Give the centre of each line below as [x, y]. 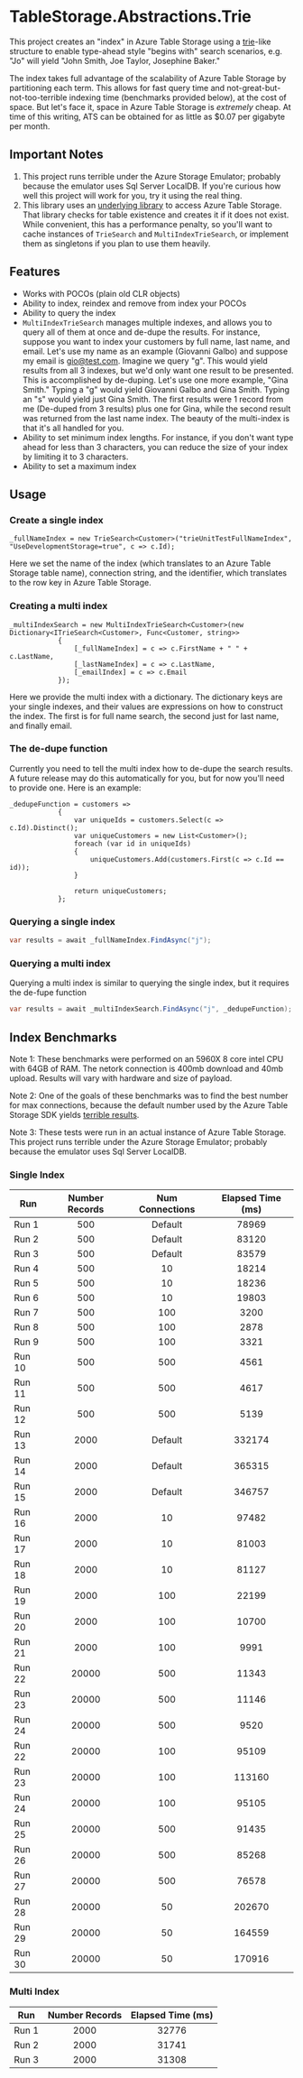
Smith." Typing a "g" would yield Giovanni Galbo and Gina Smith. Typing [156, 389]
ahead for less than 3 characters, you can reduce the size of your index [155, 447]
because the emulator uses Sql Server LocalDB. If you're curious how [151, 186]
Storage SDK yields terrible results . [74, 1115]
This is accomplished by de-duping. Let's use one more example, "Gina [155, 380]
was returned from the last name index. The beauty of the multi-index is [156, 418]
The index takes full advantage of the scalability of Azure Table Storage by [148, 78]
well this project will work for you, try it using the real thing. [132, 195]
